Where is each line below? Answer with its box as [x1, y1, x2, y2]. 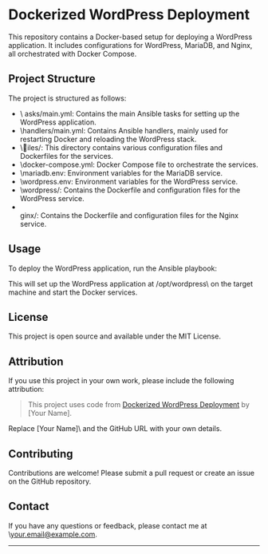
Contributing [8, 447, 73, 461]
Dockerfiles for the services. [19, 151, 113, 160]
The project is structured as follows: [8, 93, 127, 103]
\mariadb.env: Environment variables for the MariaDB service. [19, 168, 223, 177]
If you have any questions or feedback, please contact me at [8, 520, 207, 530]
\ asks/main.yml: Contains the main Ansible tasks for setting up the [19, 109, 240, 118]
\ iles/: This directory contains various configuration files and [19, 142, 223, 152]
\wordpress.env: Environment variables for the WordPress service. [19, 176, 238, 186]
